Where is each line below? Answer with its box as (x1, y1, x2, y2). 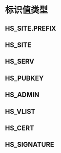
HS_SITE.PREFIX (5, 24, 56, 32)
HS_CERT (5, 124, 34, 132)
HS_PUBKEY (5, 74, 44, 82)
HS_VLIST (5, 107, 36, 115)
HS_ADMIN (5, 91, 40, 99)
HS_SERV (5, 57, 35, 66)
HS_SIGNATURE (5, 140, 55, 149)
